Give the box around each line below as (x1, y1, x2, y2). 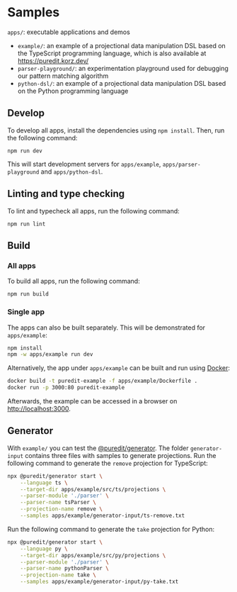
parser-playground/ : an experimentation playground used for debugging (17, 64, 229, 72)
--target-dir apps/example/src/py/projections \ (20, 552, 166, 559)
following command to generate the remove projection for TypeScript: (7, 459, 209, 467)
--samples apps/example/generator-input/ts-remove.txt (20, 512, 185, 520)
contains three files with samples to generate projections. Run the (24, 451, 216, 459)
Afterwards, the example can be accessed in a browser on (7, 397, 178, 406)
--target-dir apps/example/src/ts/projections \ (20, 486, 166, 493)
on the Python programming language (17, 86, 129, 95)
